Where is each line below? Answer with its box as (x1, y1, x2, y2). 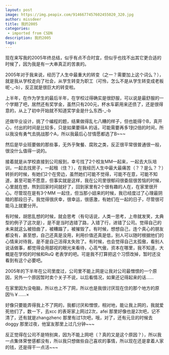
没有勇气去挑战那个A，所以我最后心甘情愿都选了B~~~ (14, 130, 126, 136)
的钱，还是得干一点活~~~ (5, 344, 58, 350)
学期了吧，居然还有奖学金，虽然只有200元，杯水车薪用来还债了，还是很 (9, 101, 159, 107)
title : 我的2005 (5, 21, 38, 27)
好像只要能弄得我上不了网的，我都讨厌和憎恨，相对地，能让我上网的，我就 (5, 302, 159, 308)
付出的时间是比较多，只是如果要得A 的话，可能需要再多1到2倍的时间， (14, 124, 159, 130)
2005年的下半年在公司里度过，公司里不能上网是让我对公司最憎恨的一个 (5, 268, 153, 274)
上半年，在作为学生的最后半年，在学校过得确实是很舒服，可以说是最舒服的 (5, 95, 159, 101)
